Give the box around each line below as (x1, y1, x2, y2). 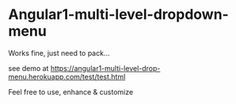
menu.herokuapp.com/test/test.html (8, 72, 126, 81)
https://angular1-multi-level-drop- (50, 63, 161, 72)
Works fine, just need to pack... (8, 48, 110, 58)
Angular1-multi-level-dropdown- (8, 6, 230, 24)
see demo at (8, 63, 49, 72)
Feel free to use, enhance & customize (8, 87, 134, 96)
